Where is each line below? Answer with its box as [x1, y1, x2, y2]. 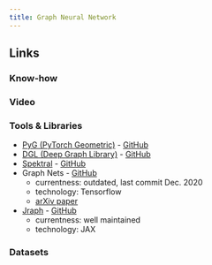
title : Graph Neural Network [9, 12, 117, 22]
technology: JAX [34, 224, 96, 235]
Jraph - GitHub [21, 205, 77, 216]
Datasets [9, 246, 49, 259]
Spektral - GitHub [21, 158, 87, 169]
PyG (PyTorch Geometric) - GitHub [21, 140, 148, 150]
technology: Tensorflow [34, 186, 122, 197]
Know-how [9, 72, 58, 84]
